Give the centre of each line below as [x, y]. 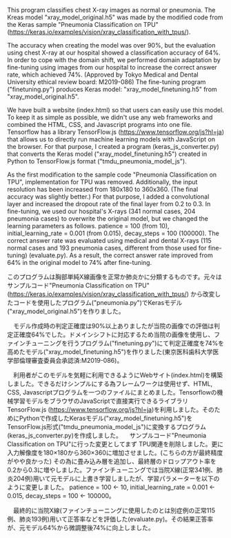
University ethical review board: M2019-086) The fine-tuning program [107, 82]
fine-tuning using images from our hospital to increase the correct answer [112, 67]
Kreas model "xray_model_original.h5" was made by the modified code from [115, 17]
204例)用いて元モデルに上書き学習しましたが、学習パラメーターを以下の [116, 478]
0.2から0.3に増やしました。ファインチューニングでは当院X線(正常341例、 [112, 470]
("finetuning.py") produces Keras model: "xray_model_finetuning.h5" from [112, 89]
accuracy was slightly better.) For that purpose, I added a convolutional [108, 197]
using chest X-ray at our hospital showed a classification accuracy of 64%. [114, 52]
